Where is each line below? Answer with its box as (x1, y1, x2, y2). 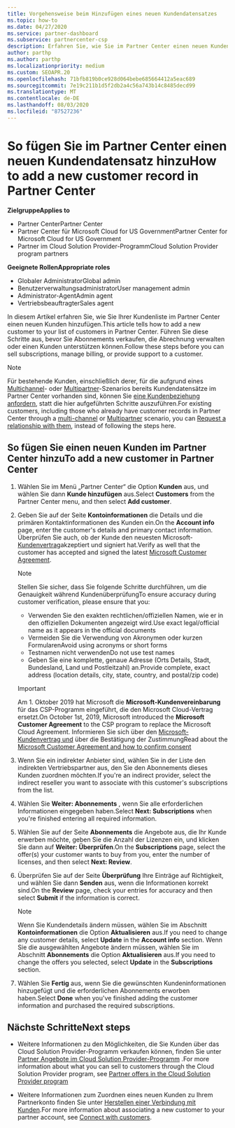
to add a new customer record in (7, 167, 199, 184)
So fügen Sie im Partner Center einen (7, 138, 227, 154)
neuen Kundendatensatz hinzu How (7, 153, 217, 169)
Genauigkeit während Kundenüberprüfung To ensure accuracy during (17, 590, 217, 598)
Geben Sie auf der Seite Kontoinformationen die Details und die (17, 511, 203, 519)
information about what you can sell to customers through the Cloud (17, 1062, 215, 1071)
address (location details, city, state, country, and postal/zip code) (27, 670, 219, 679)
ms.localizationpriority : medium (7, 62, 105, 69)
